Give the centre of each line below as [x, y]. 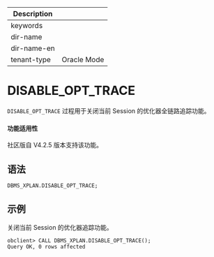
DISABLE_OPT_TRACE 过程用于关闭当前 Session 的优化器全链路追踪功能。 [109, 110]
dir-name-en [33, 48]
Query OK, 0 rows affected [46, 247]
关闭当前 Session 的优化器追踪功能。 [60, 227]
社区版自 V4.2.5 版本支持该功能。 [55, 145]
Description [33, 14]
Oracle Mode [83, 60]
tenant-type [31, 60]
